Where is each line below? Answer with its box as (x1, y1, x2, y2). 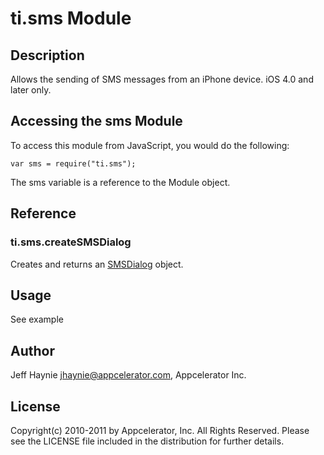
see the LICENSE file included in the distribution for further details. (10, 435, 285, 447)
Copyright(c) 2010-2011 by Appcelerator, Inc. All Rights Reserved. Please (10, 424, 310, 436)
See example (10, 313, 64, 326)
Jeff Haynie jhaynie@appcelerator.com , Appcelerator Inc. (10, 369, 247, 381)
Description (10, 47, 85, 64)
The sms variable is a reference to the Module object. (10, 176, 231, 188)
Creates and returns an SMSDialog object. (10, 258, 184, 270)
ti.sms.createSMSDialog (10, 235, 132, 249)
